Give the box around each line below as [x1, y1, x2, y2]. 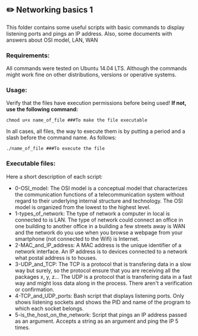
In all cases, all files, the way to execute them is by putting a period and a [6, 127, 186, 135]
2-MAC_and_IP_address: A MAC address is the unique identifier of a [14, 241, 182, 248]
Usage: [6, 86, 28, 94]
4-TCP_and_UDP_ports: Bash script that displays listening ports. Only [14, 292, 184, 299]
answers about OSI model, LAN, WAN [6, 36, 98, 43]
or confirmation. [14, 285, 55, 293]
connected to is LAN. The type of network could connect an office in [14, 216, 183, 223]
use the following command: [6, 106, 78, 113]
